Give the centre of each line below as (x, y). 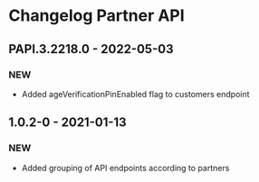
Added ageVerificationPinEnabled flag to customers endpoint (135, 94)
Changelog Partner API (96, 16)
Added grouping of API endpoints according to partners (125, 168)
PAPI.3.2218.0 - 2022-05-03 (91, 49)
